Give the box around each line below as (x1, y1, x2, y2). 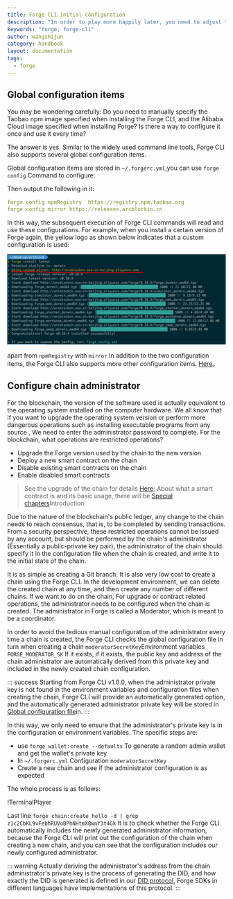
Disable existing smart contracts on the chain (17, 463, 147, 471)
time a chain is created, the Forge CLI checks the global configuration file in (7, 635, 223, 643)
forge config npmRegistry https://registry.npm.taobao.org (7, 198, 185, 206)
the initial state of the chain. (7, 557, 87, 565)
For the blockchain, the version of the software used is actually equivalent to (7, 399, 225, 407)
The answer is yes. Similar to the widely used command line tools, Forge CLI (7, 143, 225, 151)
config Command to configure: (7, 171, 96, 180)
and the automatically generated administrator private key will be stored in (7, 700, 220, 708)
